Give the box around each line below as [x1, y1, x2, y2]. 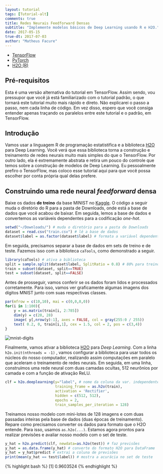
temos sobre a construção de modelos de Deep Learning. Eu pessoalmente [5, 163, 156, 169]
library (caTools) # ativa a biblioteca [5, 257, 86, 262]
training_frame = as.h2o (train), [55, 384, 123, 389]
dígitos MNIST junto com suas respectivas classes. [5, 290, 107, 296]
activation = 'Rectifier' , [55, 389, 110, 394]
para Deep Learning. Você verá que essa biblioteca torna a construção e [5, 147, 150, 153]
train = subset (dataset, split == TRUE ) [5, 266, 83, 271]
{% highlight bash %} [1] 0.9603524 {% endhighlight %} [5, 463, 117, 469]
